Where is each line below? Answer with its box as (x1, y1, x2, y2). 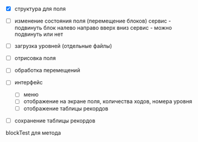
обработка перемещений (14, 67, 81, 74)
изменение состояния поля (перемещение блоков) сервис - (14, 18, 171, 25)
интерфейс (14, 79, 43, 86)
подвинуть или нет (14, 30, 64, 38)
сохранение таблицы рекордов (14, 117, 96, 124)
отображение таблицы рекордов (23, 104, 108, 112)
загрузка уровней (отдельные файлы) (14, 42, 113, 50)
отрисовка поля (14, 55, 56, 62)
